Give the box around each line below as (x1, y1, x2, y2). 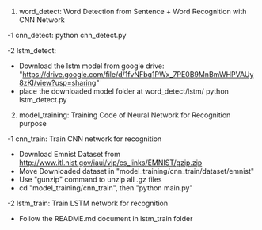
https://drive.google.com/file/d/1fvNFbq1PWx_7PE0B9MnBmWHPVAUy (22, 70, 254, 79)
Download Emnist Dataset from (18, 150, 120, 159)
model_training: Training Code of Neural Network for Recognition (18, 110, 231, 120)
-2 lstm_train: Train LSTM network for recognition (7, 198, 169, 208)
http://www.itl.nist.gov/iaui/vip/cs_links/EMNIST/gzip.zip (18, 158, 203, 167)
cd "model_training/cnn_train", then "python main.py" (18, 183, 193, 193)
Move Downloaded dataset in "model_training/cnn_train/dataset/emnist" (18, 167, 255, 175)
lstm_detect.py (18, 95, 67, 104)
